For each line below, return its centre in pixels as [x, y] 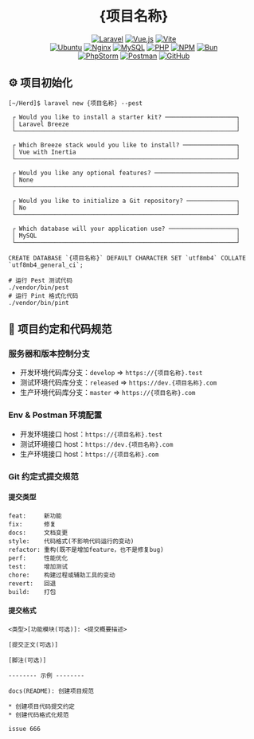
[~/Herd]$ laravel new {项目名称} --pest [76, 103]
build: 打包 [32, 592]
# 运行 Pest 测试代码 [41, 280]
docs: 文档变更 [38, 533]
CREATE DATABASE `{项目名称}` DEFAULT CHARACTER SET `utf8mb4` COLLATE [127, 258]
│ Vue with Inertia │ [126, 152]
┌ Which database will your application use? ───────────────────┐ [126, 229]
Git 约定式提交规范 [44, 476]
